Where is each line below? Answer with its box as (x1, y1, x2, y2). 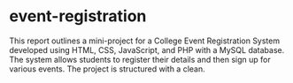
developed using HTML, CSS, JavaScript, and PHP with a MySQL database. (9, 44, 285, 55)
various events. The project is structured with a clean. (9, 64, 205, 74)
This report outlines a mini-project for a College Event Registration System (9, 35, 281, 46)
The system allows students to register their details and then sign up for (9, 54, 272, 64)
